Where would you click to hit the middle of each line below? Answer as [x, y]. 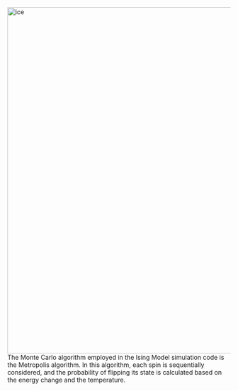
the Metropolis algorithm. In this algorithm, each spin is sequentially [106, 365]
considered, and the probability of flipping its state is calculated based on [114, 372]
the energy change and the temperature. [67, 380]
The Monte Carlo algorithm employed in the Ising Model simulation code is [116, 357]
